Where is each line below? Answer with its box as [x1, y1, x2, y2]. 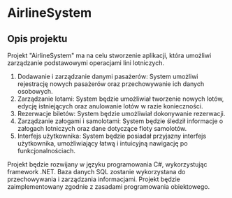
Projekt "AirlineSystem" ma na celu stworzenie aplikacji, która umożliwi [7, 51, 212, 59]
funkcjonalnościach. [17, 147, 75, 155]
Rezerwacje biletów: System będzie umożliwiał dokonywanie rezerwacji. [17, 110, 226, 118]
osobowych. [17, 87, 54, 95]
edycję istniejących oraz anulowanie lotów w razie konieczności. [17, 102, 203, 110]
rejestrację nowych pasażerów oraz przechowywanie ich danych [17, 80, 205, 88]
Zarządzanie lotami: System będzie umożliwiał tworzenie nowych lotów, [17, 94, 224, 103]
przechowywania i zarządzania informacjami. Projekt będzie [7, 175, 180, 183]
